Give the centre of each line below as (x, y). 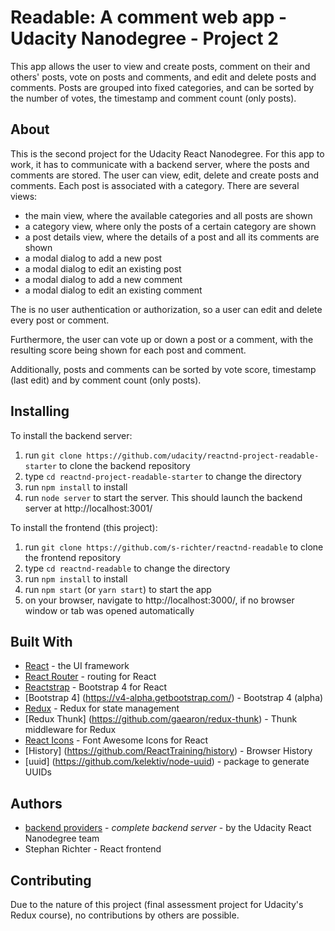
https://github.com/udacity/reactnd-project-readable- (203, 456)
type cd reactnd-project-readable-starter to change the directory (163, 476)
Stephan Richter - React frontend (93, 849)
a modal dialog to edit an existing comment (113, 290)
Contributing (51, 880)
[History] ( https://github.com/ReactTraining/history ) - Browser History (168, 751)
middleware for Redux (70, 730)
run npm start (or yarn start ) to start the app (118, 589)
